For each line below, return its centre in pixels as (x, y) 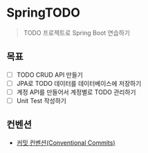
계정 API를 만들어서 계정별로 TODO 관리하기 (76, 92)
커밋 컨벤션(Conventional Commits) (66, 143)
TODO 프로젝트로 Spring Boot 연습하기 (77, 33)
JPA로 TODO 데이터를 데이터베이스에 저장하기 (79, 83)
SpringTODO (43, 13)
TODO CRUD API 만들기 (50, 75)
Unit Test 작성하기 (41, 100)
